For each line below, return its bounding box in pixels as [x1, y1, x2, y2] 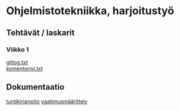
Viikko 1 [6, 45, 29, 54]
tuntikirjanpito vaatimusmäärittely [6, 97, 88, 105]
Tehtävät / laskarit [6, 28, 75, 38]
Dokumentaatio [6, 82, 65, 92]
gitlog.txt [6, 58, 29, 66]
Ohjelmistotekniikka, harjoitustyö [6, 4, 174, 18]
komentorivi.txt [6, 65, 43, 72]
